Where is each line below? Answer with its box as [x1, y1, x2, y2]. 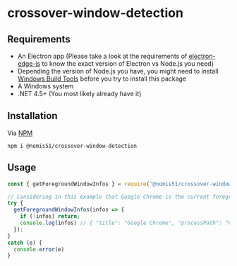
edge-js [17, 59, 41, 68]
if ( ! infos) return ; [20, 213, 80, 220]
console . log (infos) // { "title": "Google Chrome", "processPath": [20, 219, 222, 226]
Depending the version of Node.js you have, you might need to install [17, 67, 219, 75]
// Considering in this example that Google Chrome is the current [7, 193, 210, 200]
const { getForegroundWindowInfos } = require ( [7, 180, 150, 187]
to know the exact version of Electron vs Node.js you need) [42, 59, 214, 68]
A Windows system [17, 82, 74, 90]
